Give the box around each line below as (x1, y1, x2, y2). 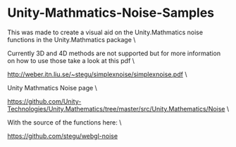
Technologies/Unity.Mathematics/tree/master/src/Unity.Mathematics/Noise (7, 104, 225, 113)
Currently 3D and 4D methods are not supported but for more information (7, 49, 221, 57)
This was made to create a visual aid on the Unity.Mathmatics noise (7, 28, 203, 36)
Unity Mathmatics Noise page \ (7, 83, 97, 92)
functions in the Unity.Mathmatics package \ (7, 35, 136, 43)
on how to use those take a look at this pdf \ (7, 56, 135, 64)
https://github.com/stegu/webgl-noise (7, 132, 118, 140)
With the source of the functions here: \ (7, 118, 122, 127)
